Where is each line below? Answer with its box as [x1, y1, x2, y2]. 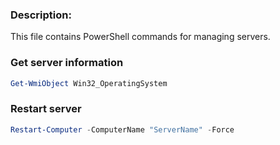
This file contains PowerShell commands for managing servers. [10, 31, 271, 43]
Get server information [10, 56, 124, 70]
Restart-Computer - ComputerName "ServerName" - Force [10, 124, 235, 135]
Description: [10, 8, 72, 22]
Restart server [10, 102, 82, 116]
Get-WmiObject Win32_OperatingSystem [10, 78, 168, 88]
